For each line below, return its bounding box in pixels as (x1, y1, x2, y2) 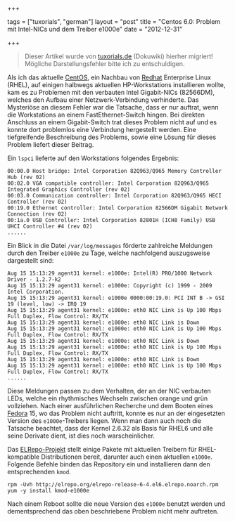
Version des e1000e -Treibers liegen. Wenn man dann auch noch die (7, 417, 202, 425)
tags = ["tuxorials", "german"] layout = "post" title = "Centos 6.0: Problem (7, 18, 221, 25)
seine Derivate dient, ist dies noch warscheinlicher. (7, 431, 155, 440)
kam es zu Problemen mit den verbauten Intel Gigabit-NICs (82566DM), (7, 89, 215, 96)
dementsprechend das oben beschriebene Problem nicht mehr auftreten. (7, 507, 220, 515)
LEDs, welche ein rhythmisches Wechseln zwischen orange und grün (7, 394, 208, 403)
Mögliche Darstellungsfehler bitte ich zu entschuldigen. (24, 60, 185, 67)
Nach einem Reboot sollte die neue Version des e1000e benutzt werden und (7, 500, 226, 508)
